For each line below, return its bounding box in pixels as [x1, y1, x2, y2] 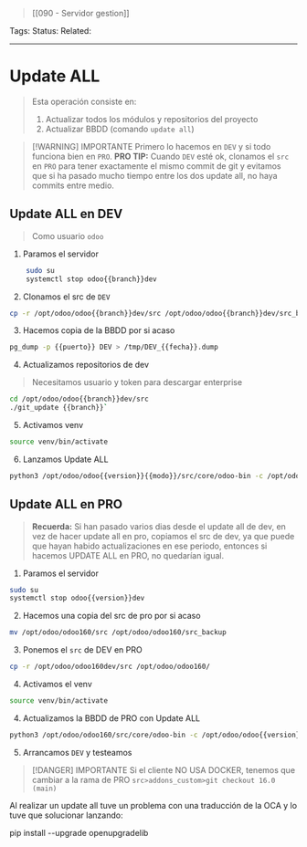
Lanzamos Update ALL [22, 454, 109, 465]
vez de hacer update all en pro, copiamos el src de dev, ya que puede [31, 530, 295, 541]
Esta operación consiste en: [31, 96, 137, 107]
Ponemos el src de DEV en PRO [22, 644, 143, 655]
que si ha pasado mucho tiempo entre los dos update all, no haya [31, 170, 278, 181]
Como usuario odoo [31, 230, 104, 241]
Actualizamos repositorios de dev [22, 360, 149, 371]
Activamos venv [22, 420, 84, 430]
